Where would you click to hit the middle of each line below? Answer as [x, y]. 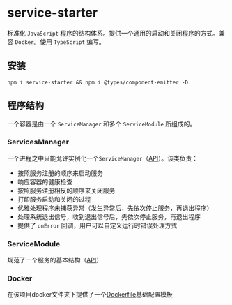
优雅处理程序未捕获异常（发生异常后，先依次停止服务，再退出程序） [115, 208]
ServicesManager [38, 142]
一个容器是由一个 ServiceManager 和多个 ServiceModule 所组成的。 [102, 124]
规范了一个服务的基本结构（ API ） [55, 260]
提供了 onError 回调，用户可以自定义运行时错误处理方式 [97, 225]
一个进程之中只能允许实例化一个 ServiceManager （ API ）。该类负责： [103, 158]
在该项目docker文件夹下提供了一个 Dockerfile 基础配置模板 [90, 295]
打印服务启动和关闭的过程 [54, 199]
